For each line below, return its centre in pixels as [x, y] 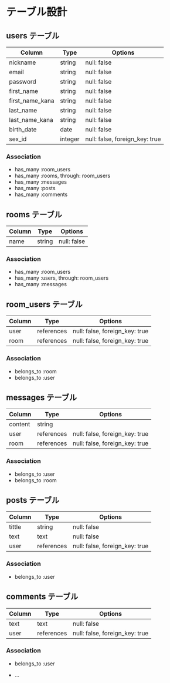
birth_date [23, 129]
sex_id [18, 139]
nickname [23, 62]
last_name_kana [31, 120]
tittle [15, 527]
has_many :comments [41, 194]
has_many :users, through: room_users [62, 278]
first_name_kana [32, 101]
